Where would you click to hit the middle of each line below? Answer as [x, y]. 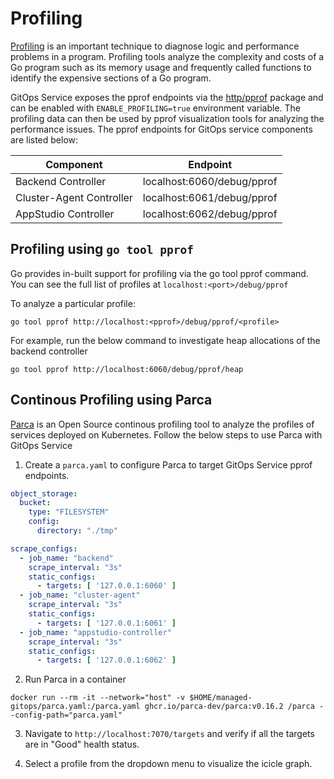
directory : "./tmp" [77, 531]
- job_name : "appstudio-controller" [95, 632]
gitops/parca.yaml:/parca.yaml [75, 707]
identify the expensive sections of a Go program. [111, 78]
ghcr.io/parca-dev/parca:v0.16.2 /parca [229, 707]
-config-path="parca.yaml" [66, 715]
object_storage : [44, 493]
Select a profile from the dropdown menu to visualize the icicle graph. [168, 764]
